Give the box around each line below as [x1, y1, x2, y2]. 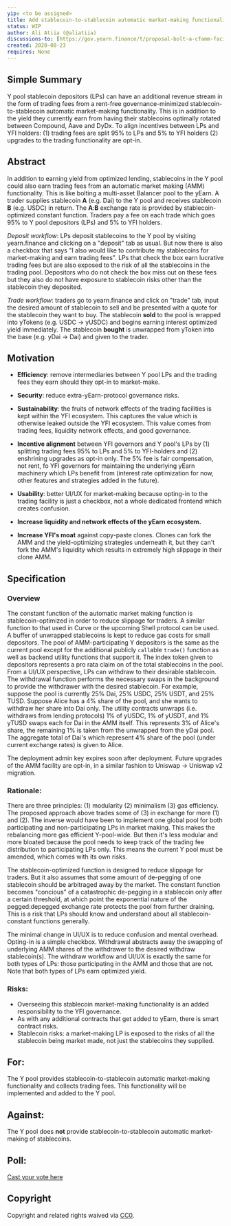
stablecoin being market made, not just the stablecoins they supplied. [16, 1036, 214, 1044]
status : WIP [7, 23, 41, 30]
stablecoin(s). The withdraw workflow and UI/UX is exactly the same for [7, 952, 211, 960]
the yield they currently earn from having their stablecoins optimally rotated [7, 114, 221, 122]
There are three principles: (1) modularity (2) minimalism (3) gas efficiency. [7, 802, 219, 810]
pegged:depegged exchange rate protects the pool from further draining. [7, 903, 214, 911]
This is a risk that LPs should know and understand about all [7, 910, 177, 918]
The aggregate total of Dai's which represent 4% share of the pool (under [7, 733, 216, 742]
